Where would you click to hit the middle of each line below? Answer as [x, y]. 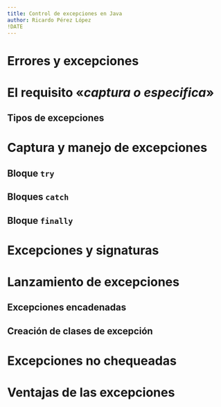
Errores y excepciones [73, 61]
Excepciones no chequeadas [92, 361]
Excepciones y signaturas [83, 250]
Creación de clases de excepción [80, 331]
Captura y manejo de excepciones [107, 148]
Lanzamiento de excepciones [94, 282]
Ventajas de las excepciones [91, 393]
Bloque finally [40, 220]
